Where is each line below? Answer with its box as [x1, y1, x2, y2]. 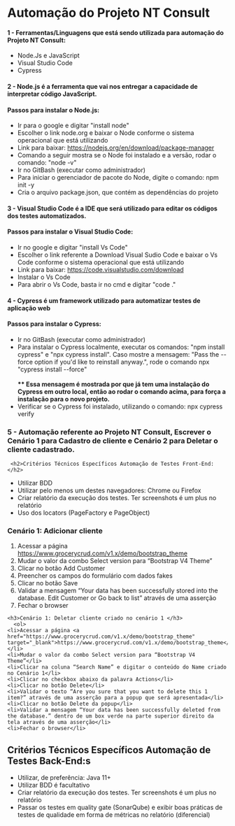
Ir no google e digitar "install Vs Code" [17, 243, 128, 251]
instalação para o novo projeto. [17, 394, 110, 403]
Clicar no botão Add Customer [17, 564, 106, 573]
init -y [17, 180, 35, 190]
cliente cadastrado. [7, 444, 75, 454]
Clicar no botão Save [17, 579, 78, 588]
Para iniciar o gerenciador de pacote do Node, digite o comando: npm [17, 173, 219, 182]
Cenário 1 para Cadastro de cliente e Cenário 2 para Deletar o [7, 436, 218, 446]
